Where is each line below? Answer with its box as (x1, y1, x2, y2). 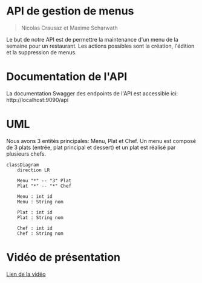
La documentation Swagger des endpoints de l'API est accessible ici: (6, 89, 178, 97)
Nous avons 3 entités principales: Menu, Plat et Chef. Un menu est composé (6, 137, 197, 144)
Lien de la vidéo (6, 270, 46, 278)
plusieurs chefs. (6, 150, 47, 157)
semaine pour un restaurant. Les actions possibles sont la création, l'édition (6, 42, 195, 49)
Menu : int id (17, 193, 53, 200)
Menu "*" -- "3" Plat (17, 177, 71, 183)
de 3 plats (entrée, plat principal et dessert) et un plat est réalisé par (6, 144, 176, 151)
